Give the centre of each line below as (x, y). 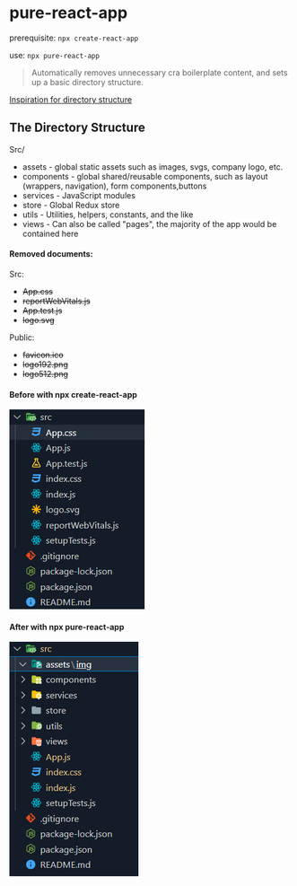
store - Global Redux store (71, 205)
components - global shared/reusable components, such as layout (145, 176)
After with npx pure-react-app (67, 627)
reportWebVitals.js (57, 301)
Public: (22, 337)
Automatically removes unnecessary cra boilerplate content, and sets (160, 72)
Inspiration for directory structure (71, 99)
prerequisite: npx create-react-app (74, 38)
